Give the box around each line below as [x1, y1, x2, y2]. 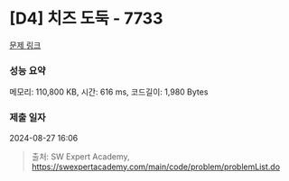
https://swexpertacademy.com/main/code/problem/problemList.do [31, 161, 281, 172]
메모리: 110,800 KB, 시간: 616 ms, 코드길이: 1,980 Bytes [9, 86, 209, 97]
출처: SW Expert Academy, [31, 150, 130, 162]
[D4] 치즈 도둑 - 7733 [9, 8, 163, 29]
